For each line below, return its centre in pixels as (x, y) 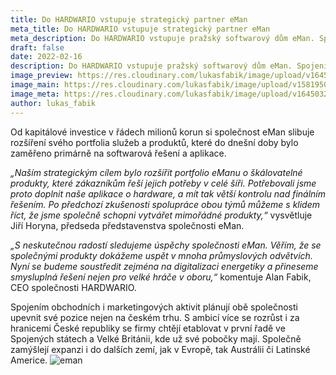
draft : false (37, 47)
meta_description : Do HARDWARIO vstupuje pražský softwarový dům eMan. (162, 38)
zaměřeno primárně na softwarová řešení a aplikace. (118, 153)
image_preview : (42, 76)
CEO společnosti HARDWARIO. (73, 287)
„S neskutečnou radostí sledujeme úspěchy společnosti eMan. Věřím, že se (166, 245)
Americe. (29, 360)
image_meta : (35, 94)
